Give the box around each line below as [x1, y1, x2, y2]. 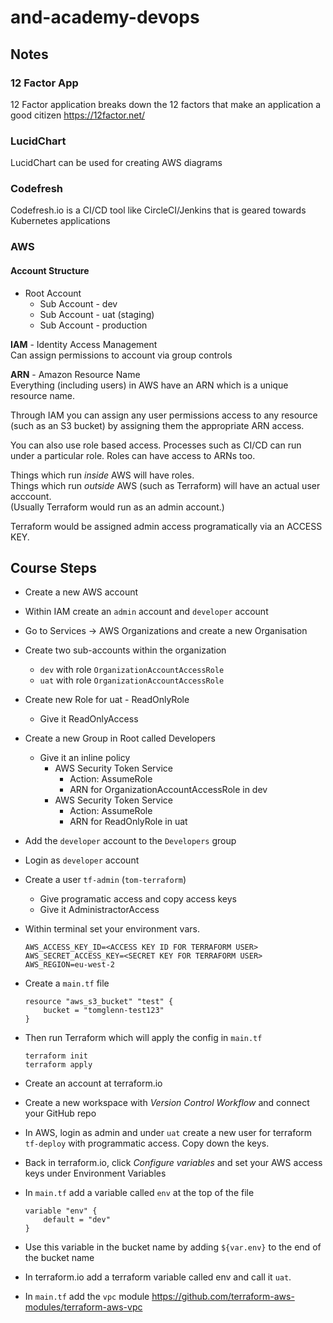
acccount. [10, 490, 52, 502]
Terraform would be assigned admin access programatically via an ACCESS [10, 520, 323, 532]
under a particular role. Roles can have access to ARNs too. [10, 449, 256, 461]
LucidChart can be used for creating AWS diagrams [10, 157, 223, 169]
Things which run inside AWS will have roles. [10, 469, 195, 481]
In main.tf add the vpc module [24, 1291, 150, 1303]
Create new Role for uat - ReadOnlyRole [24, 694, 190, 706]
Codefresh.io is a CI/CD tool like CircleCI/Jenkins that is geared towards [10, 204, 307, 216]
